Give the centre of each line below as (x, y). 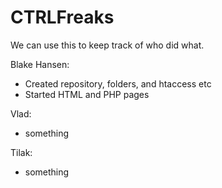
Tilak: (21, 152)
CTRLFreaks (62, 17)
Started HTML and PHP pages (87, 94)
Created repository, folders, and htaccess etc (118, 83)
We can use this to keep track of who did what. (107, 45)
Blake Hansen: (40, 64)
